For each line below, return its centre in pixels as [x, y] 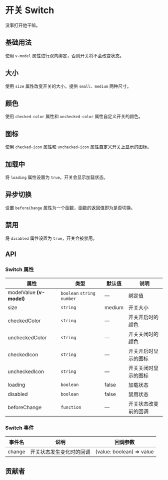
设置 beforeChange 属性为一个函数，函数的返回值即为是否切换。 [70, 208]
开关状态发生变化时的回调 [60, 452]
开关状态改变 [143, 404]
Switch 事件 [19, 428]
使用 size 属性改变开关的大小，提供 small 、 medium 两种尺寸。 [68, 86]
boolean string [78, 294]
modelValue [22, 293]
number [68, 299]
